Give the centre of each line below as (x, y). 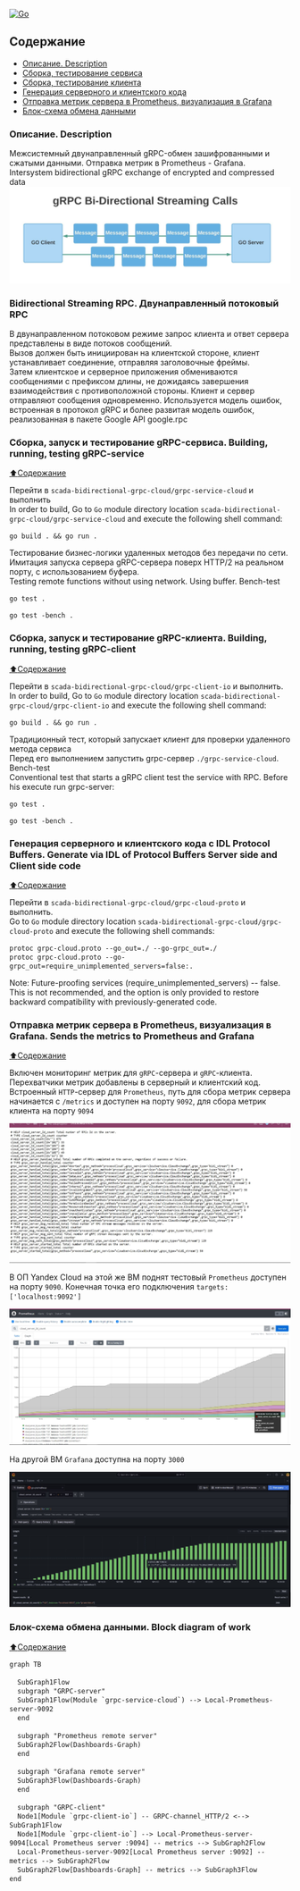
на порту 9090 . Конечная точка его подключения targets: (119, 1286)
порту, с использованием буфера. (75, 572)
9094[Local (29, 1843)
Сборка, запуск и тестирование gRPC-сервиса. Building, (138, 442)
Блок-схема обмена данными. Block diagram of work (130, 1627)
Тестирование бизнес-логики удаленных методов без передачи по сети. (149, 553)
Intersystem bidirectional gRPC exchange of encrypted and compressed (142, 172)
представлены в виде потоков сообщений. (91, 343)
